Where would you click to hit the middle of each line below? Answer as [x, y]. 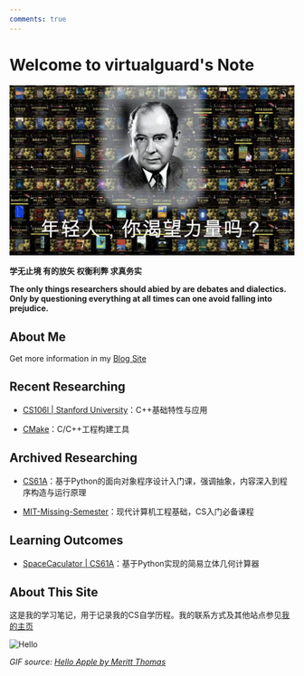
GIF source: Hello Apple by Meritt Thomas [88, 662]
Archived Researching [73, 458]
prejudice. [29, 308]
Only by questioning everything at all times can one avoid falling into [141, 299]
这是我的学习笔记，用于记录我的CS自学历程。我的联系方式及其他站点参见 [146, 615]
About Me [38, 337]
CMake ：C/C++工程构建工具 [76, 428]
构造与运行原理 [58, 492]
